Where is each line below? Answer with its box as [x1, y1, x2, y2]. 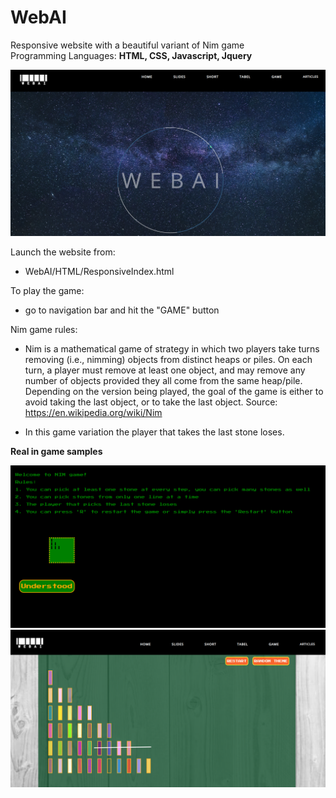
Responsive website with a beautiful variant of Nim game [10, 39, 245, 51]
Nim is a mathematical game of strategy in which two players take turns [24, 343, 320, 355]
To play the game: [10, 285, 85, 297]
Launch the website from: [10, 246, 116, 258]
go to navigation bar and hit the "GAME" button [24, 304, 220, 316]
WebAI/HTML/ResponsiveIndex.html [24, 266, 175, 278]
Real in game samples [10, 446, 103, 458]
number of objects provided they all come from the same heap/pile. [24, 375, 303, 387]
